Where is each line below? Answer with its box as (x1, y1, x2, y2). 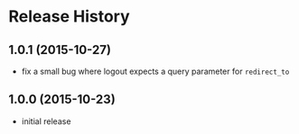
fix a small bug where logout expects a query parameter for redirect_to (21, 66, 290, 76)
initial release (21, 115, 71, 127)
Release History (8, 6, 130, 27)
